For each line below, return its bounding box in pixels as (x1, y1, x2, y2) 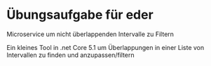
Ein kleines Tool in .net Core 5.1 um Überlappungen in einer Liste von (6, 43, 205, 51)
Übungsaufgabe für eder (6, 7, 154, 23)
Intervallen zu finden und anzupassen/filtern (6, 51, 135, 59)
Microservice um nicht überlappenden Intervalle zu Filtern (6, 30, 175, 38)
